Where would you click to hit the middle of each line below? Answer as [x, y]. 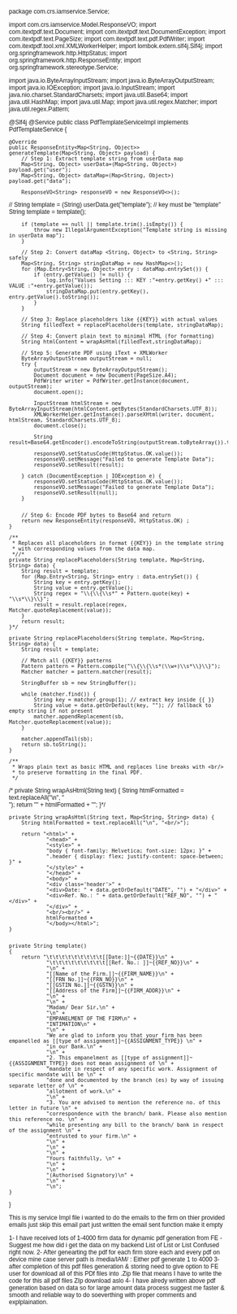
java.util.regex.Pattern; [39, 109]
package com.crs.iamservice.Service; [60, 11]
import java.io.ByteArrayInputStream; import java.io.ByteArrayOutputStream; [112, 81]
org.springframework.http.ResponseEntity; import [75, 60]
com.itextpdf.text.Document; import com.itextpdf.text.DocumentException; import [117, 32]
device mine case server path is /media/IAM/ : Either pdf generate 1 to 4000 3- [114, 1259]
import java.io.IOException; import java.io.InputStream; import [92, 88]
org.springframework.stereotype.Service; [64, 68]
